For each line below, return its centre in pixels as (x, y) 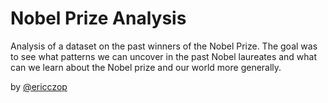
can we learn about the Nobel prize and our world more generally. (146, 67)
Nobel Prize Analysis (98, 18)
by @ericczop (39, 86)
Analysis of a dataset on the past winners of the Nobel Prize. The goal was (164, 46)
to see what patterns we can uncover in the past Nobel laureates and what (164, 56)
